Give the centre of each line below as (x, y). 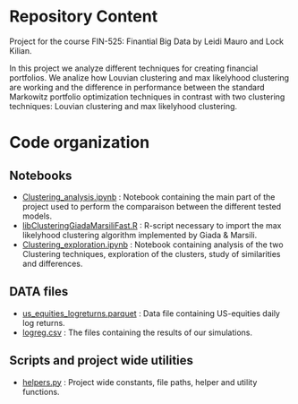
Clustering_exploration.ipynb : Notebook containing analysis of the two (153, 245)
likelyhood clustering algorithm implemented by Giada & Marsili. (140, 235)
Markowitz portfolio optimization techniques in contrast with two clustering (147, 97)
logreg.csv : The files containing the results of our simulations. (137, 332)
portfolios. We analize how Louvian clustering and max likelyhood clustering (149, 77)
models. (37, 216)
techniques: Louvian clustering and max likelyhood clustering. (123, 106)
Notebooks (41, 175)
